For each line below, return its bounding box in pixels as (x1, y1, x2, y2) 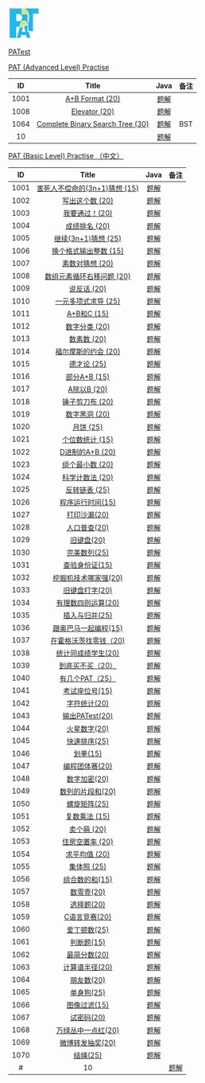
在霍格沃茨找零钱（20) (50, 635, 126, 645)
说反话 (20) (68, 283, 107, 293)
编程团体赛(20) (63, 761, 113, 771)
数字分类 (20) (65, 322, 110, 331)
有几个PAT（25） (59, 673, 117, 683)
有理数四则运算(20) (56, 598, 120, 608)
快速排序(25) (66, 736, 110, 745)
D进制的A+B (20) (59, 448, 117, 456)
